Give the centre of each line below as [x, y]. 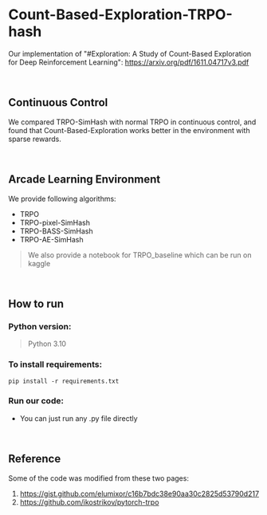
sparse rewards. [35, 139]
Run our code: [36, 401]
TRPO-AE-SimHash [51, 239]
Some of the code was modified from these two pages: [99, 478]
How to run [36, 303]
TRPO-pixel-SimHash [55, 222]
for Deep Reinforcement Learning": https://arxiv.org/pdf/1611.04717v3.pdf [129, 62]
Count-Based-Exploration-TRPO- [120, 15]
